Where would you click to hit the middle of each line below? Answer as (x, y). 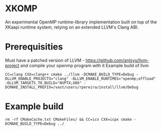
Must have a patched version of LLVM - (45, 60)
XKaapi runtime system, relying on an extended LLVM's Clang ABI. (72, 27)
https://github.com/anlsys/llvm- (117, 60)
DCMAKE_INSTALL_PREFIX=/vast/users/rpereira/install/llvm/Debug (72, 87)
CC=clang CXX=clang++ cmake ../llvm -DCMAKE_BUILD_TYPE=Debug (70, 74)
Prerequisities (34, 47)
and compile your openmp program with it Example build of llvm (84, 65)
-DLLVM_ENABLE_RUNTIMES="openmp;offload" (113, 78)
